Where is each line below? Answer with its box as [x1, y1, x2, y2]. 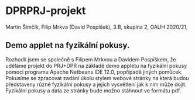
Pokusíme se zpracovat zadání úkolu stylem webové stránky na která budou [5, 74, 189, 81]
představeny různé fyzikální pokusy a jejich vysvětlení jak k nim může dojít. [5, 81, 187, 88]
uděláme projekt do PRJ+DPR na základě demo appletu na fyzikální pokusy [5, 62, 187, 69]
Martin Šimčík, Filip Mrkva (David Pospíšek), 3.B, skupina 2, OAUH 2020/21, [5, 23, 188, 30]
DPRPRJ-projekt [5, 4, 86, 18]
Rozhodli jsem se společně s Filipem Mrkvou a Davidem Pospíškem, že [5, 56, 176, 63]
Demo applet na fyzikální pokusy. [5, 40, 130, 50]
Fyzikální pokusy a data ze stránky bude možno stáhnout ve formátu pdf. [5, 87, 182, 94]
